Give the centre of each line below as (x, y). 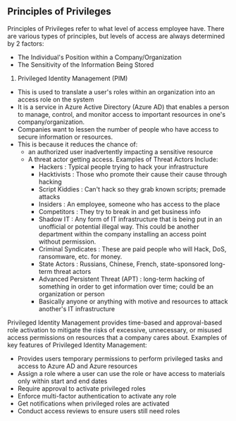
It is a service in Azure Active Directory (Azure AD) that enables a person (123, 107)
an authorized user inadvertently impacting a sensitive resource (120, 151)
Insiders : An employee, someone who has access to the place (129, 204)
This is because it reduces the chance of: (77, 144)
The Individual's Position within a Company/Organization (99, 57)
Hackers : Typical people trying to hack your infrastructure (123, 166)
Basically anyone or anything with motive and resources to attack (133, 301)
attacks (49, 196)
